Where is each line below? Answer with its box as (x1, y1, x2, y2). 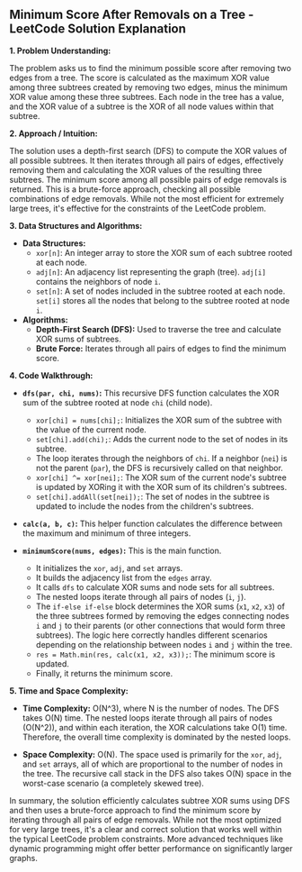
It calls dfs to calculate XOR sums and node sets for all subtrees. (35, 581, 275, 593)
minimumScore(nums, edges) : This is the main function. (22, 545, 222, 556)
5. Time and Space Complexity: (9, 685, 129, 696)
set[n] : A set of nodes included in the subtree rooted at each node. (35, 286, 286, 296)
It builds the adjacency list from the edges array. (35, 572, 212, 583)
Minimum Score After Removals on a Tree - (9, 7, 254, 23)
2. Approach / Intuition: (9, 128, 98, 139)
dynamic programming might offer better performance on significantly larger (9, 842, 293, 854)
